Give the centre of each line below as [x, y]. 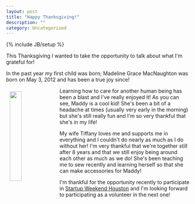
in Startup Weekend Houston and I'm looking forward [124, 189]
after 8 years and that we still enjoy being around [118, 152]
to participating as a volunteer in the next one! [115, 195]
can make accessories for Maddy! [100, 171]
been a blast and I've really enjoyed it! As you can [119, 97]
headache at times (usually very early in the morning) [124, 110]
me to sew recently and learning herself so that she [122, 165]
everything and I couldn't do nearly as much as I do [122, 140]
